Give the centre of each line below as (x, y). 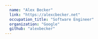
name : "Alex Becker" (31, 10)
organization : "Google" (34, 24)
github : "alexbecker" (32, 29)
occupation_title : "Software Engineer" (52, 19)
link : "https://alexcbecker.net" (45, 15)
